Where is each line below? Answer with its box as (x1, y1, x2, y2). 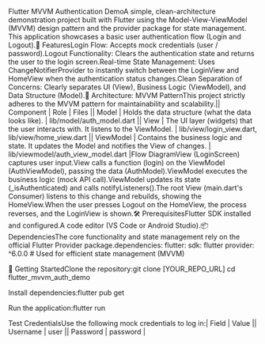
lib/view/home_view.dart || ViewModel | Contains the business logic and (8, 133, 243, 142)
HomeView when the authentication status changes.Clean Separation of (8, 74, 243, 83)
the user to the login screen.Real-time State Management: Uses (8, 57, 215, 66)
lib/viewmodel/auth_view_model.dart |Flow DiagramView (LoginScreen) (8, 149, 240, 159)
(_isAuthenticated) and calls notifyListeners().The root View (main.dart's (8, 183, 243, 192)
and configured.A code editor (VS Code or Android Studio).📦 (8, 221, 209, 230)
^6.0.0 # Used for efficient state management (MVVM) (8, 249, 185, 258)
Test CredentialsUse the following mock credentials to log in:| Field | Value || (8, 319, 257, 327)
